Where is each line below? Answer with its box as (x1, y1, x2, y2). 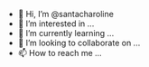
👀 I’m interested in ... (17, 18, 95, 29)
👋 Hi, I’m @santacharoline (17, 9, 115, 19)
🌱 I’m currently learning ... (17, 28, 115, 38)
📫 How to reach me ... (17, 48, 102, 58)
